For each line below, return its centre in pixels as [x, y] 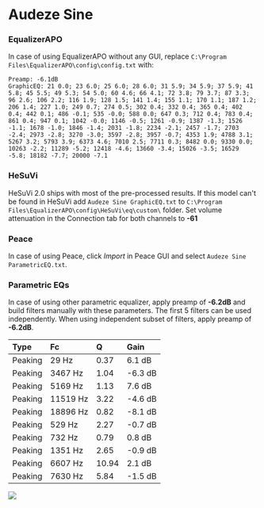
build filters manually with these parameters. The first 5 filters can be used [130, 311]
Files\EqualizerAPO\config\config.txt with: [81, 65]
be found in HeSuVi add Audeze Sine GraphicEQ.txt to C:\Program [115, 201]
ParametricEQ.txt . [38, 265]
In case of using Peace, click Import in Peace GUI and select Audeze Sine [127, 256]
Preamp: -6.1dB [33, 80]
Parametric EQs [39, 285]
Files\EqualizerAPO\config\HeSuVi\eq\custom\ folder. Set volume [115, 210]
